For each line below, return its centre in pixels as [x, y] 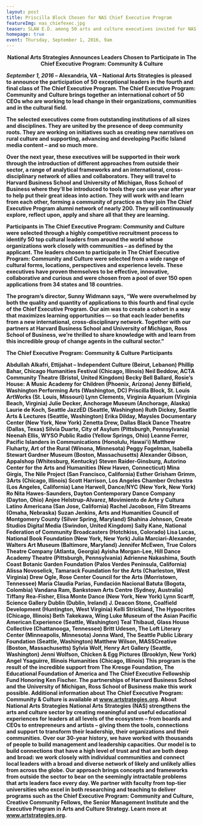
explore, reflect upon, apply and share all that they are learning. [88, 215]
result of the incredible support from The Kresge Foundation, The [90, 667]
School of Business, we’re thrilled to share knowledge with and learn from [101, 335]
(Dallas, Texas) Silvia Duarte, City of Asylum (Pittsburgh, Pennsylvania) [98, 429]
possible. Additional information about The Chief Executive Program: [95, 693]
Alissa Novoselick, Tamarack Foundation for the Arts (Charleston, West [98, 571]
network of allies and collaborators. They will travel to [107, 176]
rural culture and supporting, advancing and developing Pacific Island [96, 139]
